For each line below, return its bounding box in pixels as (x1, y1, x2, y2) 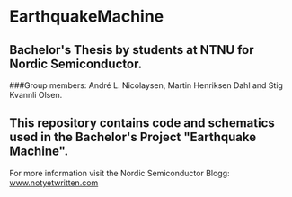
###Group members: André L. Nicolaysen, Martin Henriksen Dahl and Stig (9, 80, 283, 91)
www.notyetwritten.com (9, 177, 99, 188)
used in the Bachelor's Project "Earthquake (9, 130, 257, 145)
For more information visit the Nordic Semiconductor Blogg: (9, 167, 231, 178)
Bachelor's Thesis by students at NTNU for (9, 42, 254, 58)
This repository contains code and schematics (9, 115, 276, 131)
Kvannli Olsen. (9, 90, 63, 100)
